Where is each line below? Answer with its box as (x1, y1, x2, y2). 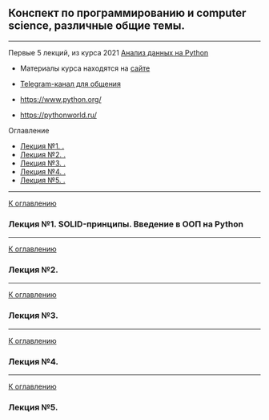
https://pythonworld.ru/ (19, 110, 98, 120)
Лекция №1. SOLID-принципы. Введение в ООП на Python (8, 218, 244, 230)
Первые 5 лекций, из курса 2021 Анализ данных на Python (8, 47, 209, 57)
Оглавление (8, 125, 50, 135)
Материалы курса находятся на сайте (19, 63, 151, 73)
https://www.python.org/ (19, 94, 102, 104)
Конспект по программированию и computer (8, 6, 247, 20)
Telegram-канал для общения (19, 79, 122, 88)
